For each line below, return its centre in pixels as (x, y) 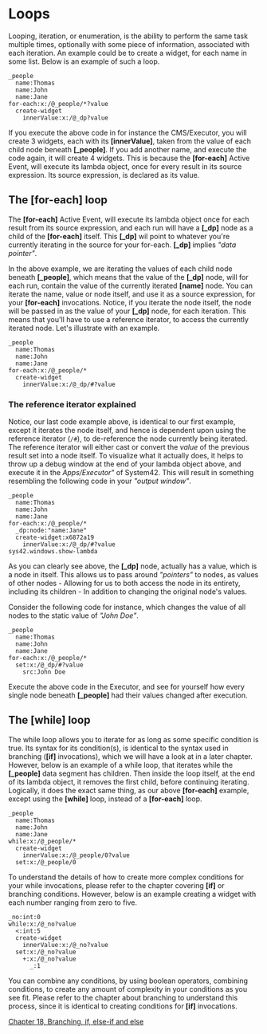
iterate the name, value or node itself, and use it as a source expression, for (132, 294)
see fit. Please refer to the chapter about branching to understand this (123, 997)
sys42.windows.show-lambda (53, 552)
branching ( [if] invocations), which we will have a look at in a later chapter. (130, 756)
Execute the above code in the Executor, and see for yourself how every (127, 687)
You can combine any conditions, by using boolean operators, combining (128, 981)
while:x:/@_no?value (43, 924)
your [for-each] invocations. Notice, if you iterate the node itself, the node (130, 302)
